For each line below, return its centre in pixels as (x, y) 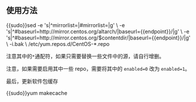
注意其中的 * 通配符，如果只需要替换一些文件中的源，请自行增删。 (85, 56)
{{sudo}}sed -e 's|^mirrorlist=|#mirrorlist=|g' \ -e (66, 25)
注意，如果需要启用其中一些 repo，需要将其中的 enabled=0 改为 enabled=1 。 (98, 68)
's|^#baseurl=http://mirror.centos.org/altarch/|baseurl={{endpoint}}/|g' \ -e (98, 31)
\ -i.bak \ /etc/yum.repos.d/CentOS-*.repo (58, 44)
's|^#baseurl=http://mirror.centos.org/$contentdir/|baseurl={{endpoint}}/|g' (98, 38)
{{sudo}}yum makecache (37, 93)
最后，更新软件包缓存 (32, 81)
